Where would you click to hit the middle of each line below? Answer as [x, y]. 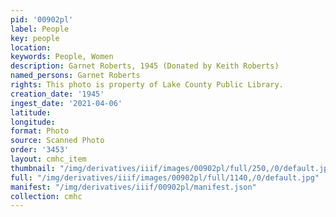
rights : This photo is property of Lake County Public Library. [147, 85]
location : [31, 47]
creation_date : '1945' [57, 94]
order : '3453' [40, 150]
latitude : [31, 112]
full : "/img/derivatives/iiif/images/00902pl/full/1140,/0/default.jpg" [165, 177]
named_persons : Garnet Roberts [75, 76]
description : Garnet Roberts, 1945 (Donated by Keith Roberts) [145, 66]
